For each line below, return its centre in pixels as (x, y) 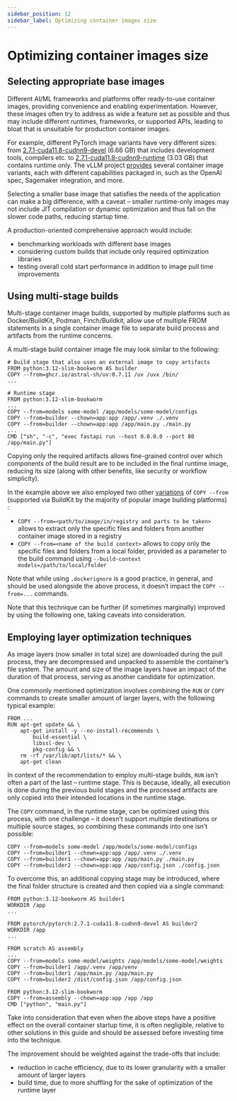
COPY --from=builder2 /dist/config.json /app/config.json (94, 980)
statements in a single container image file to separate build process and (113, 328)
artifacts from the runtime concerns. (60, 336)
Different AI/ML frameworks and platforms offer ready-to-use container (111, 98)
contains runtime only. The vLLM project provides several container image (116, 165)
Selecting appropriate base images (86, 82)
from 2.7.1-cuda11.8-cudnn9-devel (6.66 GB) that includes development (111, 150)
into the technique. (35, 1040)
